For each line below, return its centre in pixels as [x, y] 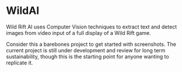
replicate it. [20, 63]
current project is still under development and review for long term [86, 50]
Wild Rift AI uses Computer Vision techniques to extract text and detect [92, 27]
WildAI [23, 11]
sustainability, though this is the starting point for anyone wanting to [87, 56]
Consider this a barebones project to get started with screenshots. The [91, 44]
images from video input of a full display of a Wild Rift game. [78, 33]
